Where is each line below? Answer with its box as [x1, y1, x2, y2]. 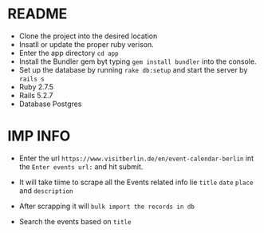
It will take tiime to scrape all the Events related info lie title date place [18, 177, 254, 187]
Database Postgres [18, 99, 82, 109]
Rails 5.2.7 [18, 90, 53, 100]
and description [18, 185, 73, 195]
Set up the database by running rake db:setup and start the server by [18, 65, 248, 74]
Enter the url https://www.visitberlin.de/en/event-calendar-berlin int [18, 153, 254, 163]
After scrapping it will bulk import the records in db [18, 201, 195, 211]
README [7, 5, 68, 23]
